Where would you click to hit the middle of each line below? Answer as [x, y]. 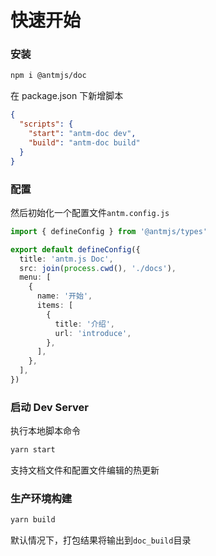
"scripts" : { [46, 124]
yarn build [33, 520]
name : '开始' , [64, 296]
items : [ [55, 306]
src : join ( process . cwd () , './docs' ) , [98, 268]
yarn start [33, 450]
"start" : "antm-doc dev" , [82, 134]
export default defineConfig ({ [75, 249]
